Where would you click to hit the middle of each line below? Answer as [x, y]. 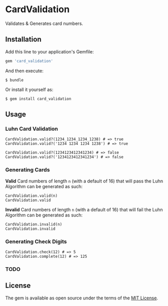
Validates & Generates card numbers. [44, 23]
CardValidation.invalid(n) [34, 224]
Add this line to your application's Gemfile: [49, 51]
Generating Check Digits [36, 241]
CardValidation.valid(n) [31, 196]
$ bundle [14, 80]
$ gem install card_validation [38, 99]
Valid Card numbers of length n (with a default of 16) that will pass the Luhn [84, 181]
